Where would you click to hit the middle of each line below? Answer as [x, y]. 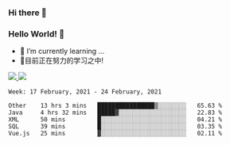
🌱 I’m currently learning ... [62, 52]
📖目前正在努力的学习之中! [62, 61]
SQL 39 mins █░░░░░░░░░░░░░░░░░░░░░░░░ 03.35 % [115, 127]
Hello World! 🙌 [37, 33]
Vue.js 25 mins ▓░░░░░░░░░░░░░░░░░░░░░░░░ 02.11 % [115, 134]
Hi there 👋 [28, 13]
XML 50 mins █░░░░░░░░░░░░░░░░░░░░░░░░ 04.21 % [115, 120]
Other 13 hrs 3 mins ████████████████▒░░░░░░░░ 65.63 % [115, 106]
